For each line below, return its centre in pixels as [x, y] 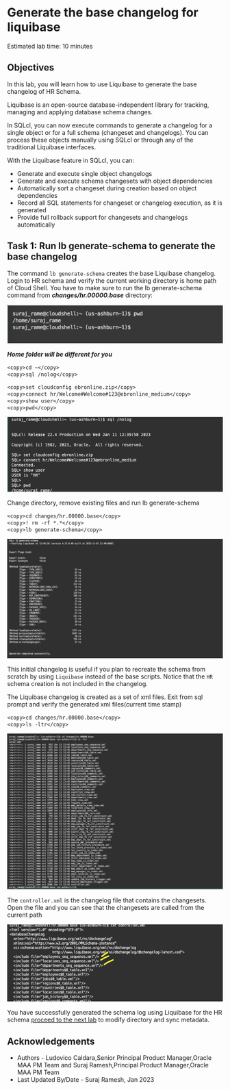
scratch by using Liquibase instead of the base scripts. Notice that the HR [110, 676]
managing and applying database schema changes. [80, 112]
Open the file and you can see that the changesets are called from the [106, 908]
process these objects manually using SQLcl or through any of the [100, 140]
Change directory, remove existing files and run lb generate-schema [103, 503]
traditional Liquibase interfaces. [52, 147]
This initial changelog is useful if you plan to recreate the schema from [106, 669]
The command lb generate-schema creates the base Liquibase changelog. [112, 273]
